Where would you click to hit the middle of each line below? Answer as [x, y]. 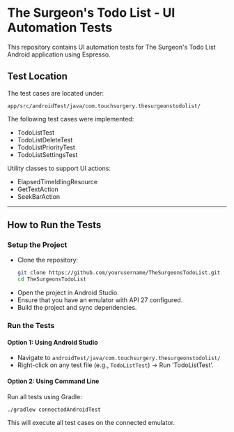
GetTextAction [38, 189]
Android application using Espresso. [59, 54]
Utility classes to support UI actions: [59, 168]
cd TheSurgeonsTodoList [52, 280]
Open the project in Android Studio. [68, 293]
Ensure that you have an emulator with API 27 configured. [100, 300]
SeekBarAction [39, 196]
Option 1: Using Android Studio [53, 342]
